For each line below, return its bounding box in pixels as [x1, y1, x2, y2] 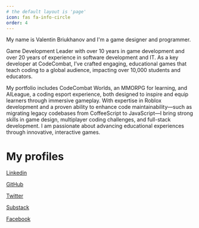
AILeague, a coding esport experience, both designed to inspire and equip [6, 90, 189, 98]
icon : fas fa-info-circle [6, 14, 70, 20]
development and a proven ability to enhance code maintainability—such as [6, 104, 192, 111]
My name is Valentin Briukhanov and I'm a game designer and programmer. [6, 36, 191, 43]
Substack [6, 204, 30, 211]
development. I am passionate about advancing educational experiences [6, 123, 185, 130]
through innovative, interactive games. [6, 129, 101, 136]
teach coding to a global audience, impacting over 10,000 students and [6, 67, 181, 74]
